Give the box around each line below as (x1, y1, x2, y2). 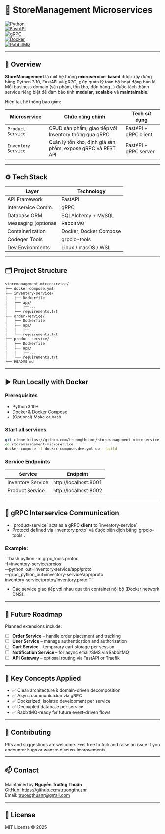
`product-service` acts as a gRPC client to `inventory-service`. (12, 522, 138, 528)
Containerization (7, 228, 46, 235)
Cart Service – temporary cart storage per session (12, 644, 115, 650)
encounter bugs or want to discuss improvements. (5, 747, 107, 752)
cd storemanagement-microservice (5, 442, 74, 446)
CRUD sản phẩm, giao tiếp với (48, 125, 117, 132)
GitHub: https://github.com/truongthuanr (5, 787, 87, 793)
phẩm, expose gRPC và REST (48, 145, 116, 152)
